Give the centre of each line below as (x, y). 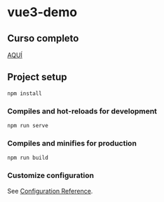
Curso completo (43, 38)
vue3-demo (42, 12)
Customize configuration (51, 175)
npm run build (28, 158)
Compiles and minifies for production (72, 144)
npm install (25, 93)
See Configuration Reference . (50, 191)
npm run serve (28, 126)
